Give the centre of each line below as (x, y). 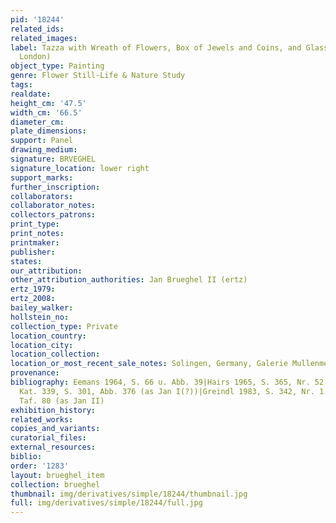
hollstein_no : (40, 317)
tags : (21, 85)
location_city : (42, 345)
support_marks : (42, 177)
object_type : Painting (57, 66)
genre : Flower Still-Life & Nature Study (98, 76)
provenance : (35, 373)
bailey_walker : (42, 308)
